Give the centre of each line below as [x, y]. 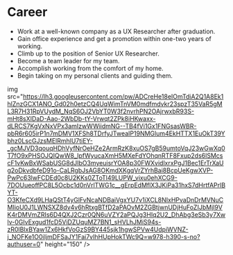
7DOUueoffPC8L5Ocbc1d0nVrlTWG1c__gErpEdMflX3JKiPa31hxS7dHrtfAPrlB [116, 185]
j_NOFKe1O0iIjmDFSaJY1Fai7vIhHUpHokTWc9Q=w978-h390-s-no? [104, 236]
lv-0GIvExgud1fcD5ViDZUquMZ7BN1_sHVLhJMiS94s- [84, 222]
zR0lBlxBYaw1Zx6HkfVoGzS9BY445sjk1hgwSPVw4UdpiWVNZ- [98, 229]
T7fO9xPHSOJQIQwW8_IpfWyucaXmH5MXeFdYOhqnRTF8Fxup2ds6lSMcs [115, 155]
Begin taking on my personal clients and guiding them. [95, 75]
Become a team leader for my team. [68, 60]
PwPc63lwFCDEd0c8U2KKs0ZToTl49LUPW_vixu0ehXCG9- [93, 177]
